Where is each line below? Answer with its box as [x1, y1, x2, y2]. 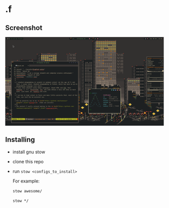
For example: [12, 178, 40, 184]
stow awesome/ [12, 188, 42, 193]
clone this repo [12, 158, 44, 164]
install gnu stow [12, 149, 45, 155]
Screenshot [5, 24, 43, 32]
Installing [5, 135, 35, 144]
